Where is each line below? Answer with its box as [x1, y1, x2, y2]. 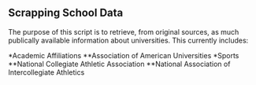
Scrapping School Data [8, 6, 124, 20]
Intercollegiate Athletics [8, 67, 85, 77]
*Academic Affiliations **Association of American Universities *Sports [8, 50, 239, 60]
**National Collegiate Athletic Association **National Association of [8, 59, 231, 68]
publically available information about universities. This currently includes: [8, 35, 249, 45]
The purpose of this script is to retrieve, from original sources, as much [8, 27, 239, 36]
